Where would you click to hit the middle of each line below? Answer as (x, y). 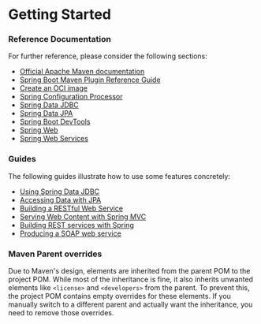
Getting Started (60, 15)
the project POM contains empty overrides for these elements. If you (119, 296)
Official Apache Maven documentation (82, 72)
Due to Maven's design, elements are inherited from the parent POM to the (129, 271)
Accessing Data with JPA (60, 199)
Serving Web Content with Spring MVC (83, 216)
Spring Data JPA (46, 114)
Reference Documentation (60, 39)
